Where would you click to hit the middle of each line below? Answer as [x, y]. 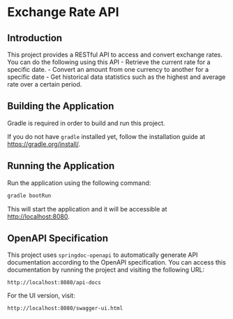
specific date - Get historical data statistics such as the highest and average [116, 77]
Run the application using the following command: [79, 183]
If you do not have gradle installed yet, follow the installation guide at [106, 136]
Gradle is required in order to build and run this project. [86, 123]
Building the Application [61, 106]
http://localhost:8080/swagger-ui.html [65, 309]
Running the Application [61, 166]
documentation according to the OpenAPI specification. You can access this [117, 262]
